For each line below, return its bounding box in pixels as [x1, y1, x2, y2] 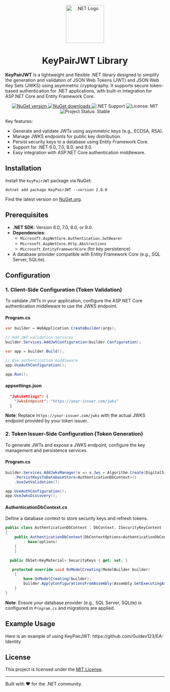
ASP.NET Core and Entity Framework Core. [5, 93, 95, 99]
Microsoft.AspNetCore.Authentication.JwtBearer [20, 236, 122, 241]
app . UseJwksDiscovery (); [5, 493, 58, 498]
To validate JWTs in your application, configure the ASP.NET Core [5, 298, 143, 304]
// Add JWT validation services [5, 335, 73, 340]
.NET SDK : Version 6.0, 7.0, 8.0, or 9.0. [12, 224, 93, 230]
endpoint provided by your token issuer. [5, 418, 89, 424]
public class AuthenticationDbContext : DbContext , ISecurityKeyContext [5, 525, 162, 530]
